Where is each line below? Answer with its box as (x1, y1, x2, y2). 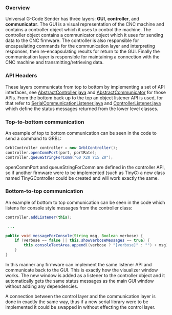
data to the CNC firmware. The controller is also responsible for (5, 37, 139, 44)
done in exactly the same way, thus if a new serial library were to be (5, 299, 148, 305)
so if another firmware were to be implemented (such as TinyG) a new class (5, 170, 165, 176)
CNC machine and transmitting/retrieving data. (5, 59, 104, 66)
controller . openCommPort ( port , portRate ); (5, 150, 97, 155)
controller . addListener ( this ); (5, 215, 72, 220)
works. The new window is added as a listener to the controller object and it (5, 272, 165, 278)
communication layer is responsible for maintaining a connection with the (5, 54, 160, 60)
